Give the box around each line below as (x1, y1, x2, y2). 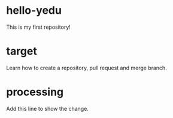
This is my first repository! (6, 23, 71, 31)
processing (6, 85, 64, 99)
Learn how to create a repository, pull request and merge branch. (6, 64, 168, 71)
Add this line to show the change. (6, 105, 89, 112)
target (6, 44, 37, 58)
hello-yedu (6, 4, 62, 17)
